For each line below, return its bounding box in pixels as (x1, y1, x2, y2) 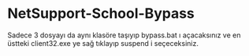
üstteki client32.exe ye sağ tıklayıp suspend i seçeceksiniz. (7, 38, 199, 47)
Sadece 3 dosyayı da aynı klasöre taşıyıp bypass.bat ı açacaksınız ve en (7, 30, 241, 40)
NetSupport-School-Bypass (7, 5, 195, 23)
